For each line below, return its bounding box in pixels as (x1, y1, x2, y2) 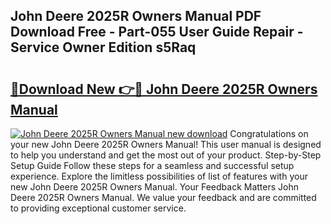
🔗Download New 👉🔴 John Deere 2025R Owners (10, 80, 318, 98)
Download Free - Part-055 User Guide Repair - (10, 24, 304, 41)
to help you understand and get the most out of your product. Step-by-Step (10, 149, 322, 161)
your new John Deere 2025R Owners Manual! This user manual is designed (10, 139, 322, 150)
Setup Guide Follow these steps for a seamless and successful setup (10, 160, 295, 171)
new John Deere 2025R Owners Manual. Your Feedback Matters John (10, 181, 299, 193)
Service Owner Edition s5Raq (10, 39, 197, 56)
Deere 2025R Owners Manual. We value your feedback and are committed (10, 192, 317, 203)
